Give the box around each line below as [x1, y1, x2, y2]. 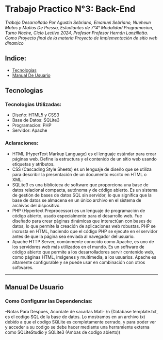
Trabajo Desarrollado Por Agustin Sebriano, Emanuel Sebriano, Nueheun [5, 19, 151, 25]
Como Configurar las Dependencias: [5, 298, 93, 304]
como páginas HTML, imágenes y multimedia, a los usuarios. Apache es [12, 254, 157, 260]
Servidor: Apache [12, 127, 48, 133]
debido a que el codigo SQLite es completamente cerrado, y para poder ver [5, 319, 156, 325]
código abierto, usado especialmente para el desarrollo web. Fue [12, 213, 142, 218]
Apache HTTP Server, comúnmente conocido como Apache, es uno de [12, 238, 154, 244]
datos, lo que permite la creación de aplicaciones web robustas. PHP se [12, 223, 156, 229]
